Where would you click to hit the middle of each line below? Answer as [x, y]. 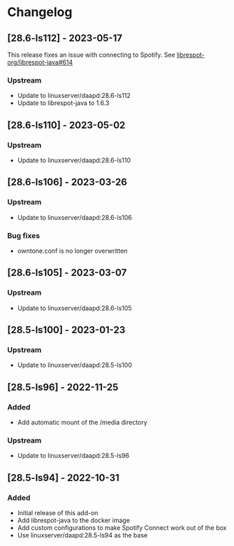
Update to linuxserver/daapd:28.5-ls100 [75, 365]
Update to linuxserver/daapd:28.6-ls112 [74, 96]
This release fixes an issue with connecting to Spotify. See [92, 55]
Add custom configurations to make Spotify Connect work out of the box [122, 528]
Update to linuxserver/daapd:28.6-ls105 [74, 308]
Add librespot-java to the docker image [74, 520]
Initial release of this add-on [58, 513]
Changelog [40, 12]
